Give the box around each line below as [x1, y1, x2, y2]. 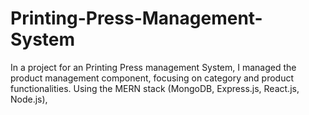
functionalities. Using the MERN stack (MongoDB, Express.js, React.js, [10, 82, 300, 94]
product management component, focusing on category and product [10, 72, 295, 84]
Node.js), [10, 93, 48, 105]
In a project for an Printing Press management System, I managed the [10, 61, 297, 73]
